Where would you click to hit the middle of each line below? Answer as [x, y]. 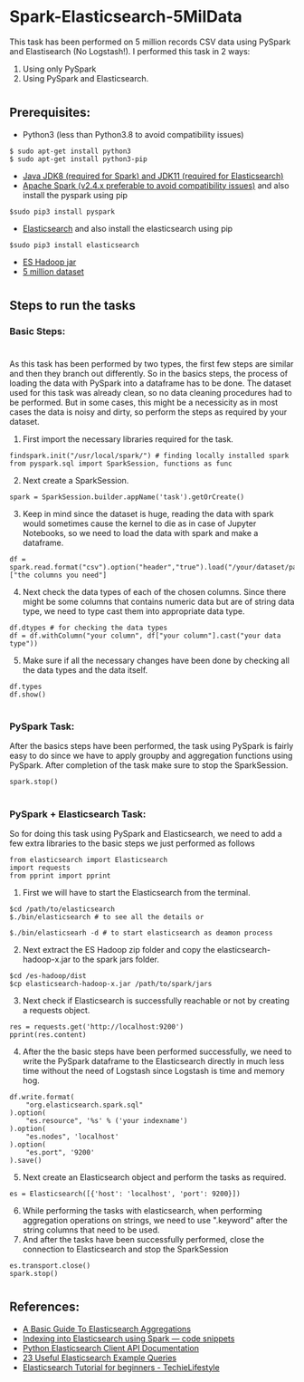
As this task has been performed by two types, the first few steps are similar [152, 363]
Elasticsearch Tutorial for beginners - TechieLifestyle [121, 1367]
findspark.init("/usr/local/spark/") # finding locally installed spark [149, 456]
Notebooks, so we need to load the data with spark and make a [140, 533]
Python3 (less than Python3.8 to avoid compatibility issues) [133, 134]
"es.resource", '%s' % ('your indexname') [107, 1120]
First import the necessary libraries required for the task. [128, 439]
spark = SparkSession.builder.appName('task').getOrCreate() [127, 497]
